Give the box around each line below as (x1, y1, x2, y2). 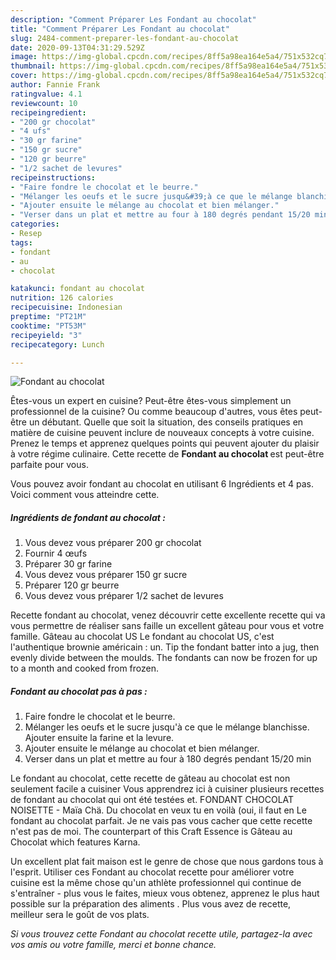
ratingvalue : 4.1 (10, 89, 83, 99)
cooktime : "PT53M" (10, 321, 87, 331)
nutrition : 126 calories (10, 293, 114, 303)
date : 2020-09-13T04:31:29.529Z (10, 42, 145, 53)
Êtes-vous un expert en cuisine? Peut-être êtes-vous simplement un (10, 395, 292, 407)
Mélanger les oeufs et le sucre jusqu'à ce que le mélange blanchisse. (24, 721, 310, 733)
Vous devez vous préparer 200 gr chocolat (24, 537, 202, 549)
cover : (10, 71, 38, 81)
